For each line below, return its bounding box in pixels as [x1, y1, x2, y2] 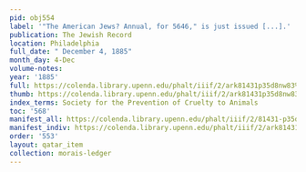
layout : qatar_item [9, 140, 84, 149]
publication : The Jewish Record [9, 30, 132, 39]
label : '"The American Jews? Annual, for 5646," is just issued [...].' [9, 22, 291, 31]
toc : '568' [9, 106, 51, 116]
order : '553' [9, 132, 59, 141]
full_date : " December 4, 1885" [9, 47, 132, 56]
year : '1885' [9, 73, 59, 82]
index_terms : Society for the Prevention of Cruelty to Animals [9, 97, 259, 107]
